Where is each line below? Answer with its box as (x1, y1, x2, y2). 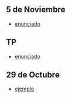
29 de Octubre (6, 70, 60, 80)
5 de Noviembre (6, 5, 66, 15)
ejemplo (14, 85, 35, 93)
